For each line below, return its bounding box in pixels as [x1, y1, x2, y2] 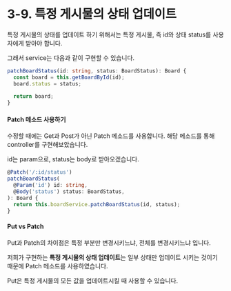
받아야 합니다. [25, 39, 63, 47]
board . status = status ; [13, 80, 81, 87]
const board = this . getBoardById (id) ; [13, 74, 125, 81]
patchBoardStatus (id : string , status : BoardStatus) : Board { [7, 67, 187, 74]
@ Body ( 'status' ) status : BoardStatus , [13, 188, 125, 195]
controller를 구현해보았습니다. [7, 141, 88, 149]
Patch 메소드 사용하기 [7, 115, 66, 123]
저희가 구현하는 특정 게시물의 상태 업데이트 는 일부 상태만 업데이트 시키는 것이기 [7, 253, 219, 261]
